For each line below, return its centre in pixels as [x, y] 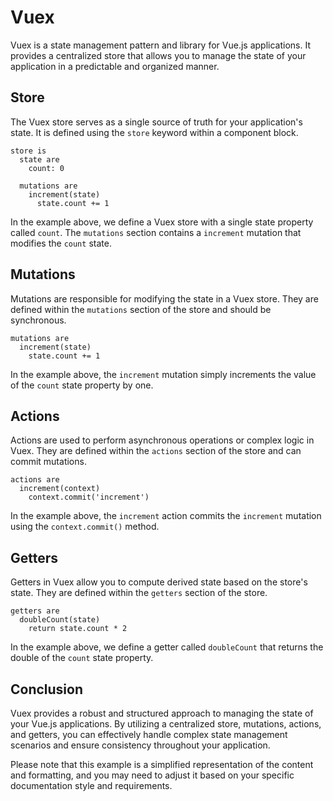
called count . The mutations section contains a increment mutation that [156, 232]
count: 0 [46, 168]
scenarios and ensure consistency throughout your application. [140, 745]
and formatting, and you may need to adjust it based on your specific [152, 775]
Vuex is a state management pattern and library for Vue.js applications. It [160, 45]
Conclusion [47, 689]
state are [39, 159]
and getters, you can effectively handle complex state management [149, 734]
